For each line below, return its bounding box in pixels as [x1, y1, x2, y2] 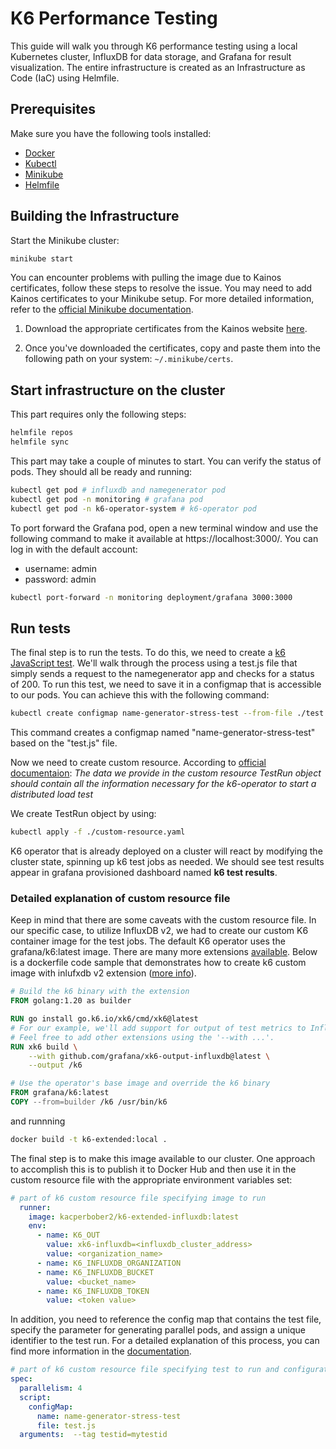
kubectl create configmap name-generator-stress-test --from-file [10, 708, 293, 719]
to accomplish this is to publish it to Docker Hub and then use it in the [10, 1163, 297, 1175]
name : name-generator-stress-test [36, 1411, 182, 1421]
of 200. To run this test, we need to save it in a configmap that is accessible [10, 678, 322, 691]
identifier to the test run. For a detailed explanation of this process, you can [10, 1335, 320, 1347]
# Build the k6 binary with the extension [10, 987, 190, 997]
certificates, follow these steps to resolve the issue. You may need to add [10, 282, 313, 294]
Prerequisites [10, 101, 96, 118]
